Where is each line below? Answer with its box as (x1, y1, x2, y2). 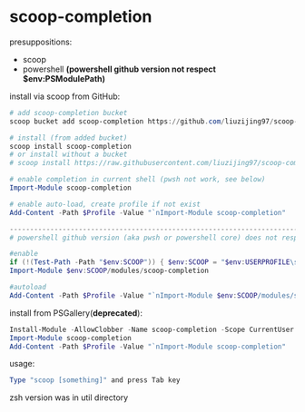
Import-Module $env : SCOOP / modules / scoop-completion (9, 266, 209, 276)
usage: (9, 358, 35, 369)
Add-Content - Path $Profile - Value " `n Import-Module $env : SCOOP (9, 290, 258, 300)
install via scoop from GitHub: (9, 91, 121, 102)
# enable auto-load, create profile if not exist (9, 200, 202, 209)
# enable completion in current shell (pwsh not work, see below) (9, 175, 266, 184)
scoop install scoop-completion (9, 142, 132, 151)
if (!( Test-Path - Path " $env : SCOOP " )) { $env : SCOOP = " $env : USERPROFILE (9, 258, 290, 267)
